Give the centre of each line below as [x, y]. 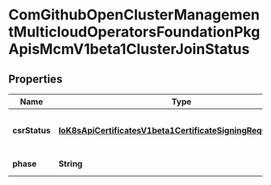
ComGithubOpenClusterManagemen [134, 15]
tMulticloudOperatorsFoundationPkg [134, 32]
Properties [35, 79]
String [71, 164]
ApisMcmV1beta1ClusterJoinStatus [129, 49]
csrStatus [31, 130]
